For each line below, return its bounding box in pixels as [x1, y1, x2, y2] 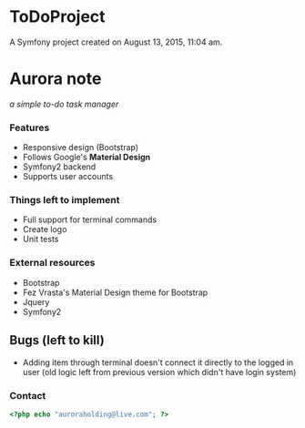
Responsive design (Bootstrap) [22, 142, 139, 153]
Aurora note [9, 68, 102, 89]
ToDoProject [9, 6, 107, 27]
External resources [9, 257, 96, 270]
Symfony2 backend [22, 161, 97, 172]
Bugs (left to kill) [9, 332, 105, 348]
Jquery [22, 296, 50, 307]
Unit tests [22, 234, 59, 245]
